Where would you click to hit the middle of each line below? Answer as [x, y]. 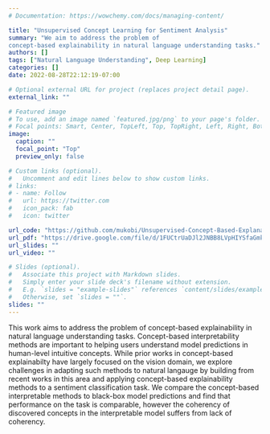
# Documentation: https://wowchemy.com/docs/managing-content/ [117, 16]
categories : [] [34, 68]
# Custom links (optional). [55, 171]
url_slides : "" [34, 245]
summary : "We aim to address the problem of [84, 38]
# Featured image [37, 112]
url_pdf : [23, 238]
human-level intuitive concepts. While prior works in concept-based [121, 353]
